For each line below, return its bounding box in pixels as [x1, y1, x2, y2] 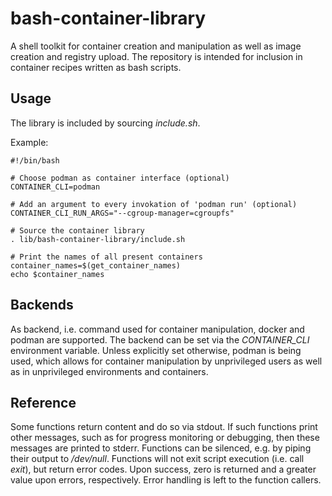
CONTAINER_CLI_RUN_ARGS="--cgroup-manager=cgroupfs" [10, 208, 235, 218]
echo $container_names [10, 269, 105, 279]
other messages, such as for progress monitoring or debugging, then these [10, 432, 320, 444]
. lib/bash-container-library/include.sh [10, 234, 186, 244]
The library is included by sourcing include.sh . [10, 117, 201, 129]
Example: [10, 136, 49, 148]
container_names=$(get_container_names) [10, 260, 182, 271]
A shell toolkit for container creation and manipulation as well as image [10, 40, 302, 52]
